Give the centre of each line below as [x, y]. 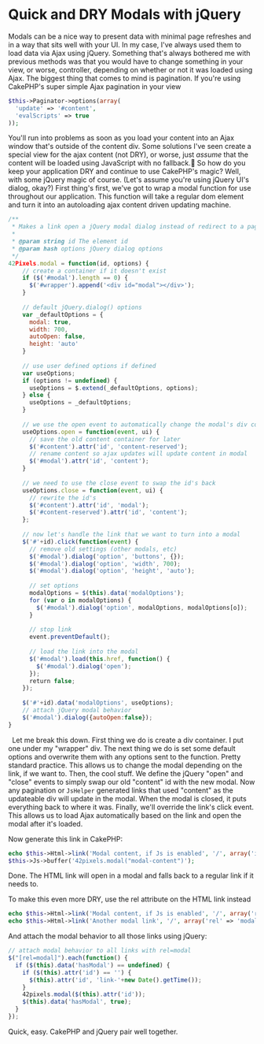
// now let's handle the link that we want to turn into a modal [132, 535]
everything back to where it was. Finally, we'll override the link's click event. [131, 807]
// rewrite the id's [62, 498]
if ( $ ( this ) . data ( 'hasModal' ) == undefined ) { [93, 965]
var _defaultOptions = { [63, 314]
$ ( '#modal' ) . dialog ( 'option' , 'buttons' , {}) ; [106, 556]
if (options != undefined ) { [70, 381]
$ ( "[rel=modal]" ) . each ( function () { [68, 958]
